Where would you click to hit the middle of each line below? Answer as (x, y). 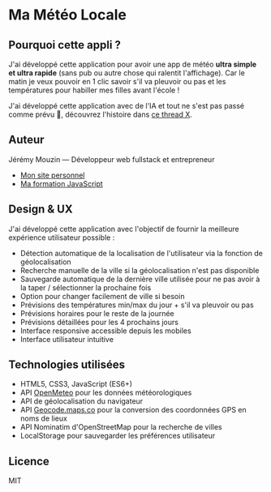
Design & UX (41, 210)
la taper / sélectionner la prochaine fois (86, 287)
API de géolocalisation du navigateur (82, 401)
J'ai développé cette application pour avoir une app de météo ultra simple (133, 64)
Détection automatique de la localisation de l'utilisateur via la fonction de (142, 253)
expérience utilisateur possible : (62, 237)
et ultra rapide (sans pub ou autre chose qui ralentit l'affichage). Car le (127, 73)
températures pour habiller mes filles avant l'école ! (94, 90)
